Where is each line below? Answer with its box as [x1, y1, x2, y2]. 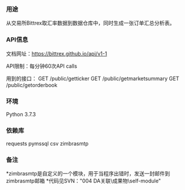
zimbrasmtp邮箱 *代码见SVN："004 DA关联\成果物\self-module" [6, 177, 162, 185]
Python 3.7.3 [6, 110, 36, 118]
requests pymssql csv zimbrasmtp [6, 140, 89, 147]
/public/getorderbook [6, 81, 58, 88]
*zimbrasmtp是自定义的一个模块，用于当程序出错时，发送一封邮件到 [6, 170, 170, 177]
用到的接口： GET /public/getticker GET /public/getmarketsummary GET [6, 75, 180, 82]
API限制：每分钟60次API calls [6, 63, 78, 70]
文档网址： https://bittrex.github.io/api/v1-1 [6, 50, 107, 57]
